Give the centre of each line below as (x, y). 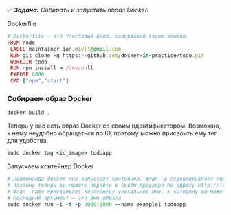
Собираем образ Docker (50, 98)
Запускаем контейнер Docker (51, 166)
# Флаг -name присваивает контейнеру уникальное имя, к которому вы (107, 192)
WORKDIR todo (29, 62)
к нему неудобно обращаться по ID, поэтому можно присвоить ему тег (112, 133)
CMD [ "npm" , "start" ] (40, 81)
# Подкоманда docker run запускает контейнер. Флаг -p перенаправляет (110, 179)
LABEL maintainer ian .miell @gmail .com (66, 49)
